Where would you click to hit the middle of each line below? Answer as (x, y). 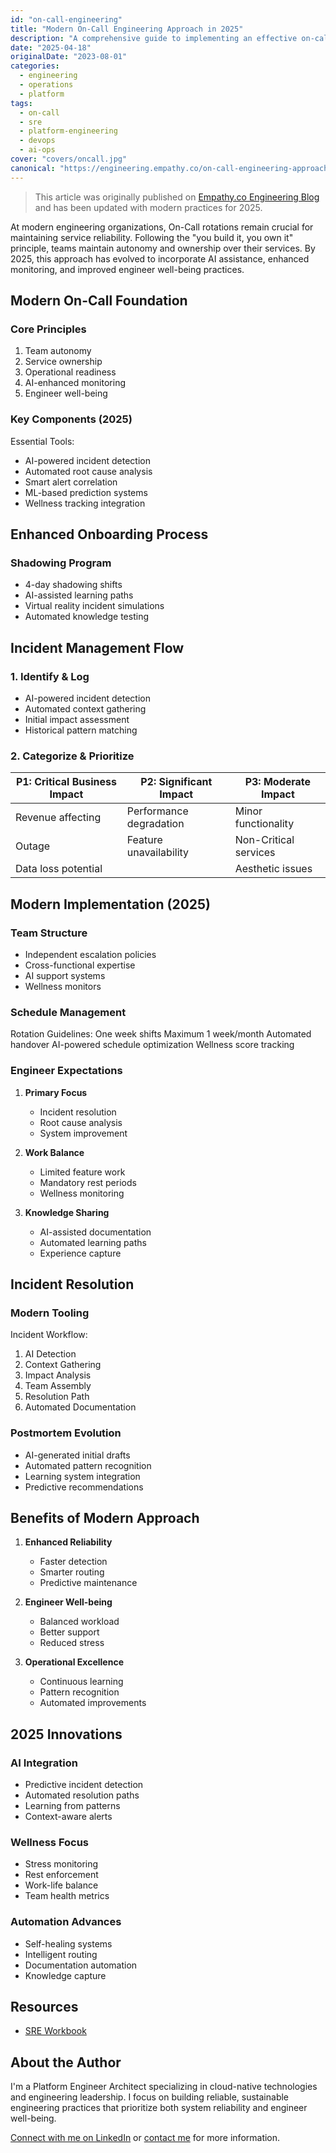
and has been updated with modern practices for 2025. (148, 207)
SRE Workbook (55, 2031)
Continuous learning (81, 1682)
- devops (37, 141)
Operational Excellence (74, 1662)
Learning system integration (82, 1476)
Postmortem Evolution (66, 1433)
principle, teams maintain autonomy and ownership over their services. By (163, 248)
